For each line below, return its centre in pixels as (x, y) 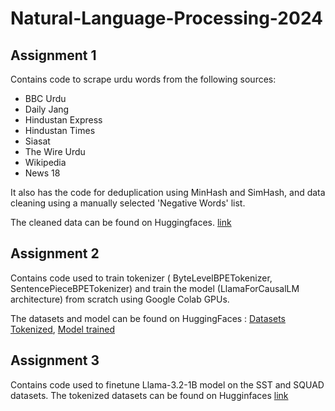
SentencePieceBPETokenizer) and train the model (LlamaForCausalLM (155, 288)
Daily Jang (47, 109)
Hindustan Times (60, 130)
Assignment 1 (53, 55)
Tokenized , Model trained (62, 329)
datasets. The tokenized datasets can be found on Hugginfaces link (149, 395)
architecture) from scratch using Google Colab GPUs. (120, 299)
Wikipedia (45, 162)
